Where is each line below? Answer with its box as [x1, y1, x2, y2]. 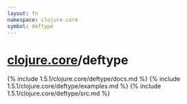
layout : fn [7, 10, 38, 17]
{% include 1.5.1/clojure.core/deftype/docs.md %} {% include [7, 75, 181, 83]
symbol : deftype [7, 23, 54, 29]
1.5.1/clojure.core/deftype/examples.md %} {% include [7, 82, 162, 90]
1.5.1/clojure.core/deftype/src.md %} [7, 90, 111, 98]
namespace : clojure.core [7, 16, 78, 23]
